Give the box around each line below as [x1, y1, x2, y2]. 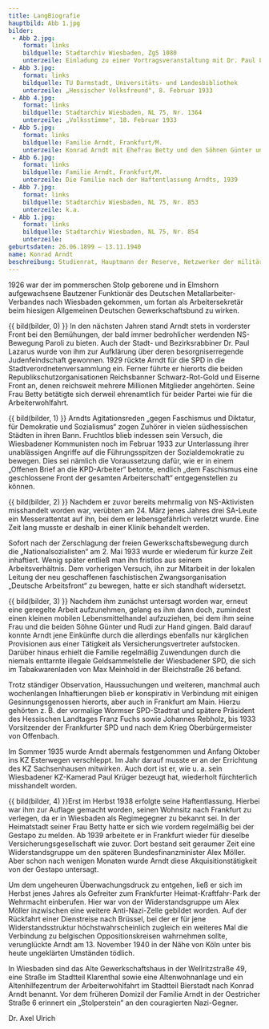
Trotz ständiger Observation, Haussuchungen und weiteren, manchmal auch [8, 679, 260, 690]
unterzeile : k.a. [22, 205, 81, 213]
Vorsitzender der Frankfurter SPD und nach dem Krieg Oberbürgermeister [8, 723, 252, 732]
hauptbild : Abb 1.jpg [8, 19, 81, 27]
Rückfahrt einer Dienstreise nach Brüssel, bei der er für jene [8, 914, 207, 923]
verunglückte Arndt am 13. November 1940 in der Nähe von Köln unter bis [8, 939, 251, 949]
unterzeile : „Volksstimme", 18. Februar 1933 [22, 116, 178, 124]
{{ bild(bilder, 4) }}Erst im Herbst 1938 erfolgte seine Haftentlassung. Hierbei [8, 796, 260, 806]
